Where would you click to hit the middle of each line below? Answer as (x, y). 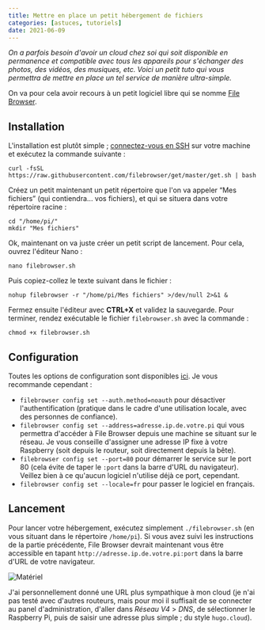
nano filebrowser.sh (42, 266)
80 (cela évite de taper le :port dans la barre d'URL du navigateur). (129, 467)
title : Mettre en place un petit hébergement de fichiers (106, 15)
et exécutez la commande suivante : (67, 154)
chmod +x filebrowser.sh (49, 333)
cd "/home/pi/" (33, 222)
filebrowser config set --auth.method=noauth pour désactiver (122, 400)
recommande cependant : (50, 384)
